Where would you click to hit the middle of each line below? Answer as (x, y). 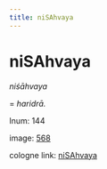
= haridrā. (28, 103)
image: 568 (30, 138)
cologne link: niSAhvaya (53, 155)
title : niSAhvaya (41, 17)
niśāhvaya (28, 86)
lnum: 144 (27, 120)
